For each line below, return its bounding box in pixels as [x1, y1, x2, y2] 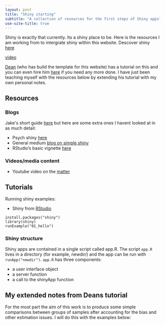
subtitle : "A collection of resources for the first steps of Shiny [5, 16, 148, 21]
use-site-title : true [5, 21, 50, 26]
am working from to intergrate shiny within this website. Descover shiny [5, 40, 150, 46]
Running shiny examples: [5, 196, 56, 202]
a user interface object [12, 266, 58, 272]
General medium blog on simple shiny [12, 140, 89, 146]
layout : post [5, 7, 32, 12]
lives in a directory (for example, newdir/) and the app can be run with [5, 252, 146, 258]
